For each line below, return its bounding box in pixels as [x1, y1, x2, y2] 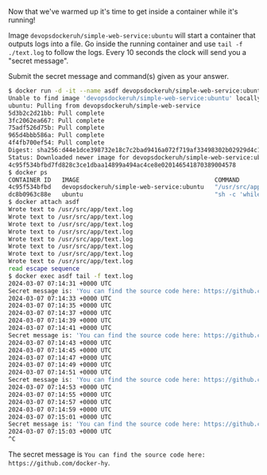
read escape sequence [8, 265, 80, 273]
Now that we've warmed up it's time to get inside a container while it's [8, 7, 238, 16]
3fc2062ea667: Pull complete [8, 116, 105, 124]
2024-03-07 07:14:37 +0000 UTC [8, 309, 112, 317]
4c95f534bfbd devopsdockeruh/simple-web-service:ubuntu [8, 183, 204, 191]
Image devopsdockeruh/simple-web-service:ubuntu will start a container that [8, 31, 256, 40]
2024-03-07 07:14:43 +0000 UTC [8, 339, 112, 347]
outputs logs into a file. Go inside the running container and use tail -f [8, 39, 243, 49]
